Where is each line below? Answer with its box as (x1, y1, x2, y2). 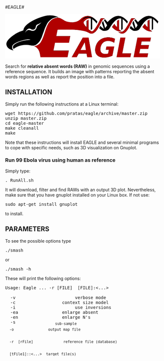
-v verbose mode (10, 295, 107, 300)
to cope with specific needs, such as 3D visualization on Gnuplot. (5, 144, 137, 150)
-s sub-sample (10, 319, 77, 326)
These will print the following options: (5, 275, 81, 281)
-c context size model (10, 300, 109, 305)
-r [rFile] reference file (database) (9, 339, 117, 344)
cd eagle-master (5, 120, 44, 126)
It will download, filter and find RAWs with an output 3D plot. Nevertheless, (5, 187, 156, 193)
